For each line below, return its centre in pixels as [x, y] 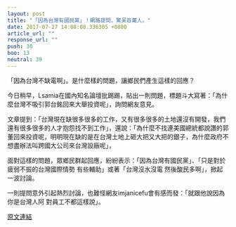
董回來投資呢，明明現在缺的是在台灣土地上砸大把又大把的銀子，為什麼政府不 [118, 136]
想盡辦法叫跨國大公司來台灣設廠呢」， [61, 145]
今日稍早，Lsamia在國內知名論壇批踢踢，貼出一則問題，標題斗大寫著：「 [111, 95]
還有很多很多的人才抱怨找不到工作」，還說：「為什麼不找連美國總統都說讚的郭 [118, 128]
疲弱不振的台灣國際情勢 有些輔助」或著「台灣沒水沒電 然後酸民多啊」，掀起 [115, 169]
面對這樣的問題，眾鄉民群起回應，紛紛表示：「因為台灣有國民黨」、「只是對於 [117, 160]
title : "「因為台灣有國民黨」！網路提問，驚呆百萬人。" [79, 20]
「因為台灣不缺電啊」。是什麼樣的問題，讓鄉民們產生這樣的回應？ [101, 80]
